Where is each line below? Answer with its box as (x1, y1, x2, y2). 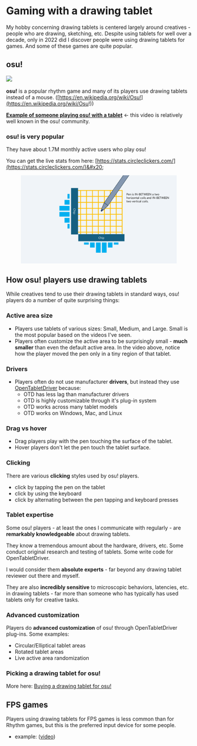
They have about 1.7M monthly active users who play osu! (6, 146, 146, 153)
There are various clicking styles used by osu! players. (6, 472, 139, 479)
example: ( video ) (14, 733, 56, 740)
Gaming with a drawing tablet (6, 4, 153, 18)
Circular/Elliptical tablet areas (14, 642, 86, 649)
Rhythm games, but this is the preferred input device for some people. (6, 722, 176, 729)
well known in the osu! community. (6, 117, 90, 125)
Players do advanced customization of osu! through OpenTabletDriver (6, 624, 178, 632)
